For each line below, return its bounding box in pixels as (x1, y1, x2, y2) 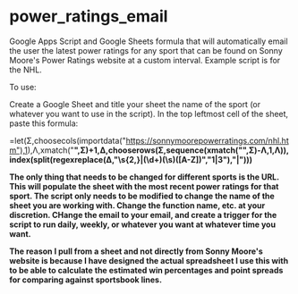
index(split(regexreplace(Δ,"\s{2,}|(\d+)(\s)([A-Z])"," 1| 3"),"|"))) (9, 154, 253, 164)
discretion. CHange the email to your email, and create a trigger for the (9, 209, 277, 220)
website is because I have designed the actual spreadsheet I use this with (9, 255, 289, 265)
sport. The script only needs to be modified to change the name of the (9, 190, 275, 201)
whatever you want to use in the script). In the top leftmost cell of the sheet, (9, 108, 289, 119)
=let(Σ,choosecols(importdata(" (9, 135, 127, 146)
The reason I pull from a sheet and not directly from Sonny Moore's (9, 246, 264, 256)
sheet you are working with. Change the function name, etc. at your (9, 199, 266, 211)
